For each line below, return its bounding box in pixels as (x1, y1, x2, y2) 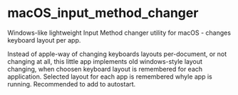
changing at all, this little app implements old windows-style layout (7, 57, 203, 65)
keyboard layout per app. (7, 35, 81, 44)
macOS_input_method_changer (7, 5, 199, 21)
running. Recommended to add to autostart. (7, 79, 136, 88)
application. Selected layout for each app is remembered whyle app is (7, 72, 212, 81)
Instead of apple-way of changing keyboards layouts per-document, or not (7, 50, 227, 58)
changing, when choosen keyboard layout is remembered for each (7, 65, 203, 73)
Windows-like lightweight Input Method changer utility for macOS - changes (7, 28, 232, 37)
